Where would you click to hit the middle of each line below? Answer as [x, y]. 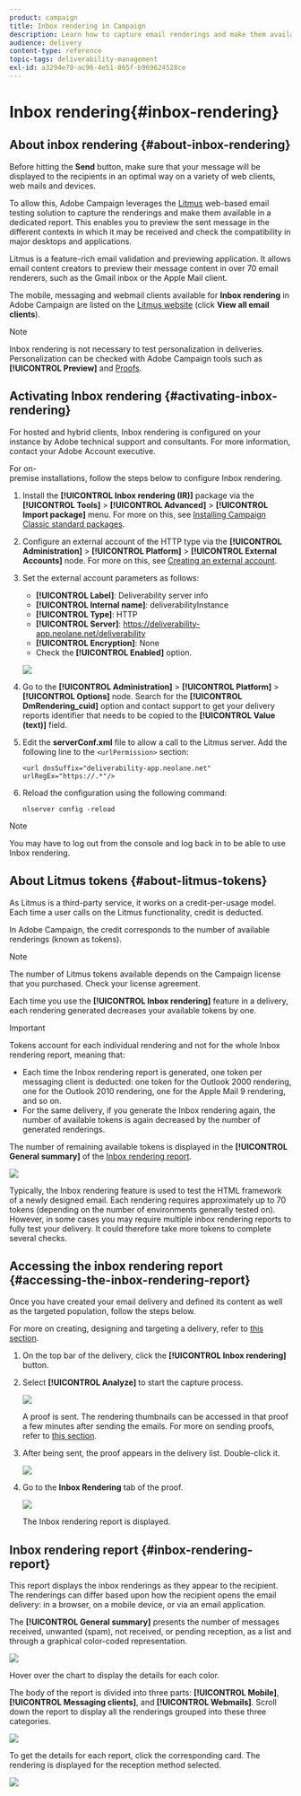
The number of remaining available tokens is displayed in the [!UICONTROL [149, 1146]
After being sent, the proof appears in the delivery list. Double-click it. [151, 1453]
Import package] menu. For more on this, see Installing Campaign [144, 514]
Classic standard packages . [73, 524]
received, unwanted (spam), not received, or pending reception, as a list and [150, 1632]
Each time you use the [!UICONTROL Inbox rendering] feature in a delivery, [149, 1001]
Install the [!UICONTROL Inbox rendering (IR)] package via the [138, 495]
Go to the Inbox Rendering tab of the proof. [103, 1487]
